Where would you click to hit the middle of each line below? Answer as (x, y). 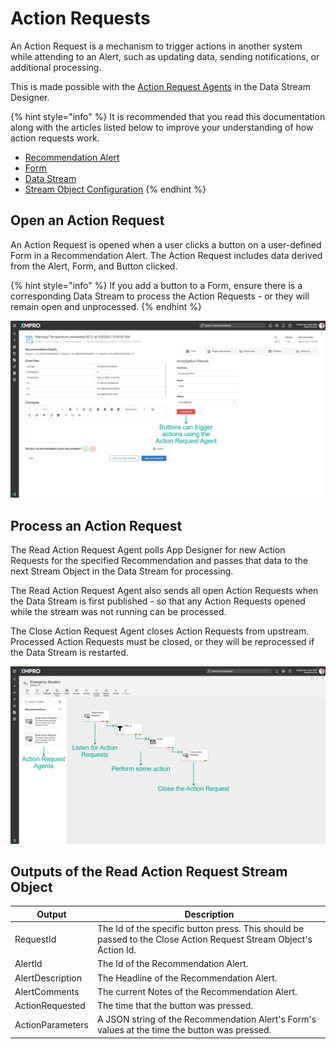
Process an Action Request (96, 525)
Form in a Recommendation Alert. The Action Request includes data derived (166, 255)
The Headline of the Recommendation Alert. (187, 978)
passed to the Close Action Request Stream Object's (204, 939)
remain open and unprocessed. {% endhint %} (106, 306)
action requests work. (55, 138)
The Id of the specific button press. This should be (200, 929)
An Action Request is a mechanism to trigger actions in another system (156, 46)
